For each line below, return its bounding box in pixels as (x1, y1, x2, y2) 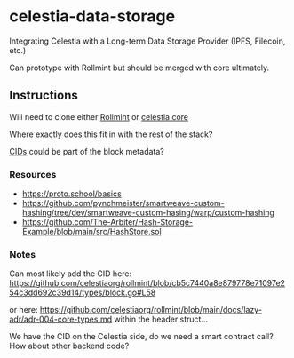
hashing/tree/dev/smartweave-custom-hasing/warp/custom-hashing (21, 207, 275, 219)
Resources (9, 168, 57, 180)
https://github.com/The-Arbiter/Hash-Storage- (21, 217, 194, 227)
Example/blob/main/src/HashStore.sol (21, 227, 162, 237)
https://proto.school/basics (21, 188, 122, 199)
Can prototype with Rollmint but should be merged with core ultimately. (9, 62, 270, 73)
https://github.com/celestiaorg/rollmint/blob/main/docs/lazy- (39, 305, 262, 315)
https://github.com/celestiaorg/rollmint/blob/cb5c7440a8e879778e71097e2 (9, 278, 286, 289)
